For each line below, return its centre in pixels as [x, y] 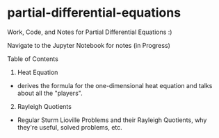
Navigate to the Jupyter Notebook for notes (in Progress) [89, 45]
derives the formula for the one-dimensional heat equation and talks [115, 85]
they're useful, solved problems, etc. [70, 127]
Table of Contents [33, 59]
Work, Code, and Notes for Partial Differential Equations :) [90, 32]
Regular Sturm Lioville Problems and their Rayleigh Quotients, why [112, 120]
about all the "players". [50, 93]
